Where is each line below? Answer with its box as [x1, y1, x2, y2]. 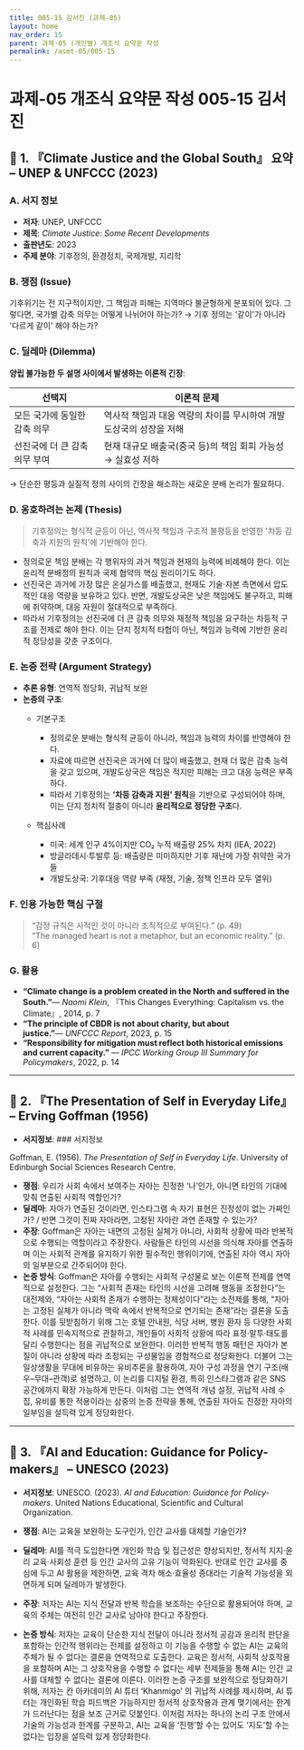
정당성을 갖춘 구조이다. [32, 635, 113, 646]
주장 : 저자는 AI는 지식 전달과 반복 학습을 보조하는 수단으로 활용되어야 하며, [22, 1598, 283, 1609]
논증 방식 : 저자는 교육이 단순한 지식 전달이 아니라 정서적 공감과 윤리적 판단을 [22, 1629, 290, 1640]
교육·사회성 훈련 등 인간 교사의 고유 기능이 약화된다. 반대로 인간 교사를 [32, 1557, 279, 1568]
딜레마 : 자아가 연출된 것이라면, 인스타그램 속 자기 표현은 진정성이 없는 [22, 1203, 267, 1214]
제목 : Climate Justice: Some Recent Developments [22, 228, 210, 239]
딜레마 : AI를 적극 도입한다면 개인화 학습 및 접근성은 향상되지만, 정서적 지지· [22, 1545, 286, 1556]
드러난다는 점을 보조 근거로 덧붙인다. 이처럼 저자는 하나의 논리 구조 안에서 [32, 1708, 291, 1719]
